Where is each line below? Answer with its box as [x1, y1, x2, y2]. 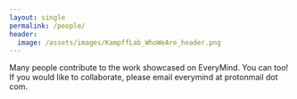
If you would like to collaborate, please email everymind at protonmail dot [9, 72, 278, 83]
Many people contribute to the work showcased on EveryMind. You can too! [9, 62, 289, 73]
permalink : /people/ [9, 21, 87, 30]
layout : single [9, 12, 66, 22]
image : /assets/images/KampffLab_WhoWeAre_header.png [17, 37, 221, 47]
